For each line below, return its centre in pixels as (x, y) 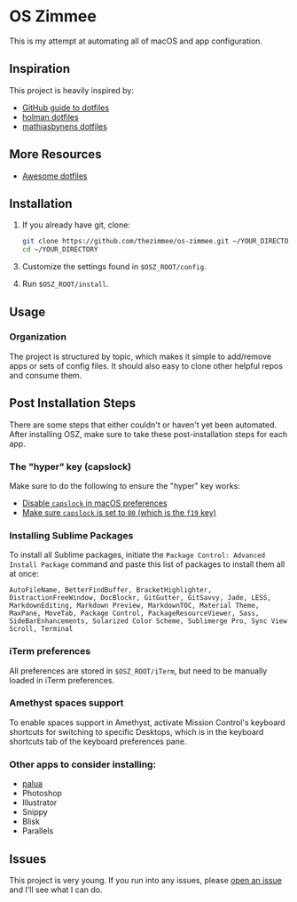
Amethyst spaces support (66, 703)
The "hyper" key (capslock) (70, 467)
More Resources (55, 154)
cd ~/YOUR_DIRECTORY (60, 250)
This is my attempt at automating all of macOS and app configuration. (136, 41)
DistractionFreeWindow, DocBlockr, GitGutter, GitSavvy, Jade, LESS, (141, 598)
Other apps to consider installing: (83, 764)
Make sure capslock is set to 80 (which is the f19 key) (119, 512)
